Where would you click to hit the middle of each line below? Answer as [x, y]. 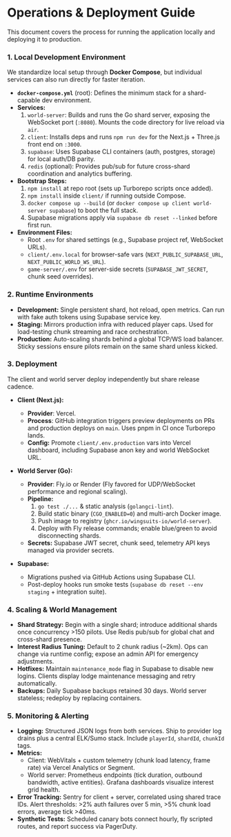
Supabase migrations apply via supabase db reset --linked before [122, 218]
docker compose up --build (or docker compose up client [109, 203]
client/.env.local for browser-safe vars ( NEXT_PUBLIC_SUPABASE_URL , [125, 254]
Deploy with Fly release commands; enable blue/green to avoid [127, 528]
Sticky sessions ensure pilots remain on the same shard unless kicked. [117, 346]
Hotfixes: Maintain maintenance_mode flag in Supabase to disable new [115, 669]
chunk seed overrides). [60, 276]
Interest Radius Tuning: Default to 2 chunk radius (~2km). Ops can [112, 647]
